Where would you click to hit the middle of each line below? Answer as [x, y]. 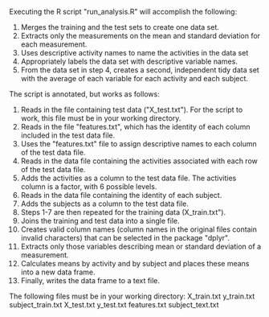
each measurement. [54, 44]
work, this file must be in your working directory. [101, 118]
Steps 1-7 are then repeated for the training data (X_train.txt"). [123, 212]
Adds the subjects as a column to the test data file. [105, 204]
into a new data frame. [58, 272]
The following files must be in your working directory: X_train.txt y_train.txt [132, 296]
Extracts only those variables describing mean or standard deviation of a [141, 246]
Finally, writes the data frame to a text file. [90, 280]
